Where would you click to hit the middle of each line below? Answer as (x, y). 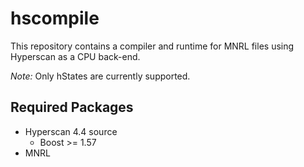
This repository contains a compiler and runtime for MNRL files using (152, 46)
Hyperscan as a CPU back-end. (75, 56)
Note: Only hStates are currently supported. (100, 76)
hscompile (55, 18)
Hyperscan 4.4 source (71, 131)
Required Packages (72, 107)
